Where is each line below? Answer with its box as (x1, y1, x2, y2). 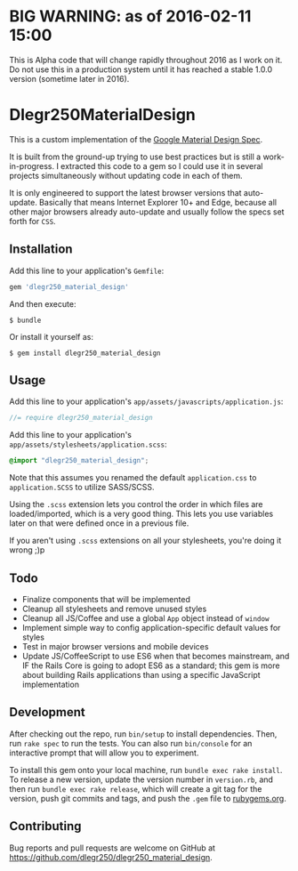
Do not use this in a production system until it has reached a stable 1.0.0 (9, 64, 273, 75)
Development (9, 705, 86, 720)
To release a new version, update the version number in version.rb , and (9, 774, 274, 785)
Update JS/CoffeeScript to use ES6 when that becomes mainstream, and (21, 650, 290, 661)
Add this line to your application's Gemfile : (9, 265, 165, 276)
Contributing (9, 819, 82, 834)
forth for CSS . (9, 215, 56, 226)
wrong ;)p (9, 544, 45, 555)
